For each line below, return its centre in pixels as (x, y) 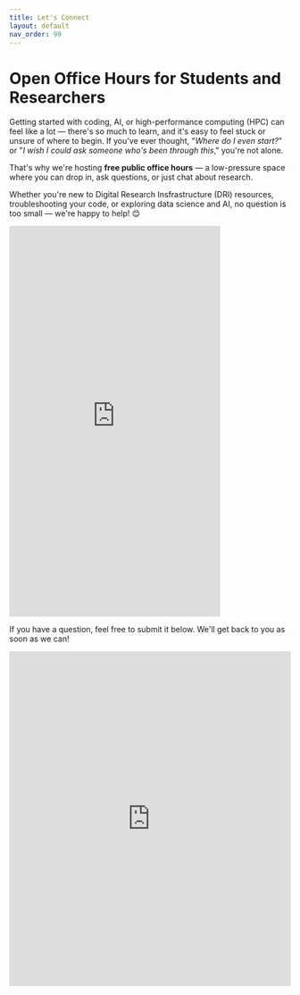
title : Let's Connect (50, 17)
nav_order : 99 (36, 34)
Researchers (58, 97)
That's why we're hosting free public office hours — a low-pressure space (147, 168)
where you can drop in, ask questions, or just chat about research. (131, 177)
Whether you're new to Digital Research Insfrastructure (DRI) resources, (142, 195)
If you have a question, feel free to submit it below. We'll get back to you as (147, 630)
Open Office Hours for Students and (145, 78)
